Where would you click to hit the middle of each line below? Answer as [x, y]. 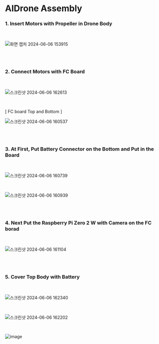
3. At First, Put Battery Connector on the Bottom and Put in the [79, 149]
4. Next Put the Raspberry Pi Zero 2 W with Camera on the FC [78, 223]
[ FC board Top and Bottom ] [33, 111]
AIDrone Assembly [44, 9]
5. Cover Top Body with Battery [42, 277]
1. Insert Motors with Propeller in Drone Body [59, 24]
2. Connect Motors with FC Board [45, 72]
